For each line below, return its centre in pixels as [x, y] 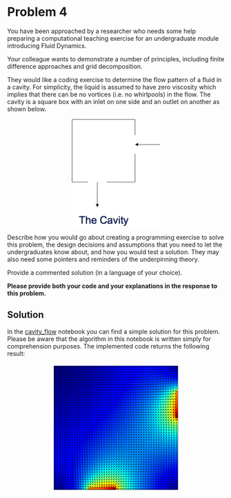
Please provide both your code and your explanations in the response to [112, 286]
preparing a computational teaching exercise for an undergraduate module [113, 38]
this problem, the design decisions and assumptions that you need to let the [115, 245]
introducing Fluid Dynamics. [47, 45]
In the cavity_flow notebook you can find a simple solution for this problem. [114, 331]
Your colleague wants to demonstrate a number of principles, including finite [116, 59]
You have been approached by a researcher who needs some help [102, 31]
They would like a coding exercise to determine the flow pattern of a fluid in [114, 79]
